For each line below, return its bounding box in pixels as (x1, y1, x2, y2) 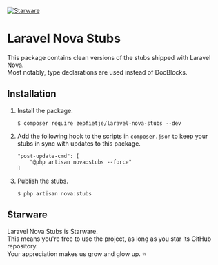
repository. (7, 242, 38, 250)
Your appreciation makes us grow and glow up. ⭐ (7, 249, 147, 258)
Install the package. (17, 106, 74, 115)
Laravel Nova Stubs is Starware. (7, 227, 98, 235)
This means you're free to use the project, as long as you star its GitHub (7, 235, 212, 243)
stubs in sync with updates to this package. (17, 139, 141, 148)
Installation (7, 88, 57, 100)
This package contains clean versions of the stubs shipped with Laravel (7, 53, 211, 61)
